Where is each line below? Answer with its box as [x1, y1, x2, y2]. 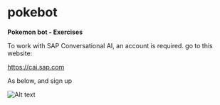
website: [7, 49, 33, 57]
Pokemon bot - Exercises [7, 28, 83, 36]
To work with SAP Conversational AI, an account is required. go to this [7, 41, 213, 50]
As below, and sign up [7, 76, 73, 85]
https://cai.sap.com [7, 62, 65, 71]
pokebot [7, 4, 58, 21]
